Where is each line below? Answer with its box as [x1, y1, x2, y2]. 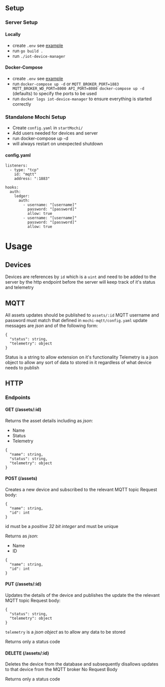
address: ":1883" [14, 176, 50, 181]
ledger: [14, 194, 30, 199]
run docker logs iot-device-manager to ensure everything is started [12, 96, 152, 102]
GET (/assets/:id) [5, 406, 41, 412]
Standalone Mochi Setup [5, 113, 66, 120]
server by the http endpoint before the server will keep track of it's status [5, 279, 156, 285]
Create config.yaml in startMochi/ [12, 125, 83, 131]
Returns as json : [5, 533, 38, 539]
